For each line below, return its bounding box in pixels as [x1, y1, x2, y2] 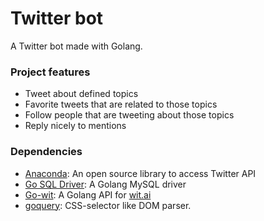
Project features [10, 65, 91, 79]
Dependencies [10, 145, 83, 159]
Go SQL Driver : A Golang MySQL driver [24, 178, 187, 190]
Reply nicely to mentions [24, 120, 127, 132]
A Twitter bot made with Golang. [10, 40, 143, 52]
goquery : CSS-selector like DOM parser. [24, 199, 192, 211]
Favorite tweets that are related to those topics [24, 98, 218, 111]
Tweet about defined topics [24, 88, 139, 100]
